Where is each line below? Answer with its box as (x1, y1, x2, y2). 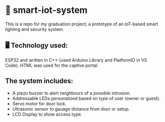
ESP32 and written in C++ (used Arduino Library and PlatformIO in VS (5, 57, 147, 63)
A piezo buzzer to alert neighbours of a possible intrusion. (12, 90, 131, 96)
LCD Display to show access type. (12, 111, 83, 117)
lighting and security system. (5, 26, 64, 32)
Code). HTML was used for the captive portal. (5, 62, 99, 68)
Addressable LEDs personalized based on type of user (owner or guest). (12, 95, 161, 101)
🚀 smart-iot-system (5, 4, 88, 16)
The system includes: (5, 77, 73, 85)
